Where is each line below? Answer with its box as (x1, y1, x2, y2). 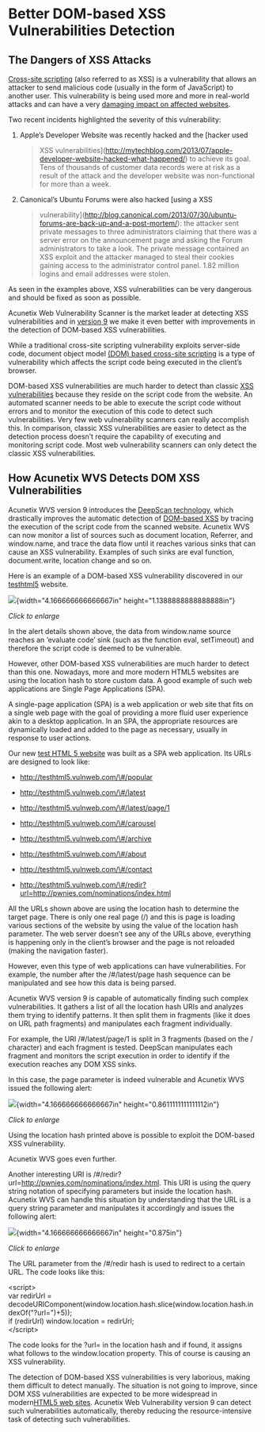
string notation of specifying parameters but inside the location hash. (8, 1186, 233, 1196)
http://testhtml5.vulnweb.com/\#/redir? (19, 880, 147, 889)
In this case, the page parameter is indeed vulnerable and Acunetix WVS (8, 1074, 245, 1084)
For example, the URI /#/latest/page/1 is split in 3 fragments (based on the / (8, 1034, 253, 1043)
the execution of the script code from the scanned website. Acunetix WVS (8, 521, 250, 532)
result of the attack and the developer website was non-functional (39, 171, 256, 180)
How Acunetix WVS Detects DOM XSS (8, 471, 200, 485)
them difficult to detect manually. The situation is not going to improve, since (8, 1380, 258, 1390)
